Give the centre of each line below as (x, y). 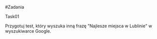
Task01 (12, 16)
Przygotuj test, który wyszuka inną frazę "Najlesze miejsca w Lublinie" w (78, 26)
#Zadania (15, 7)
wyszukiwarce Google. (28, 31)
